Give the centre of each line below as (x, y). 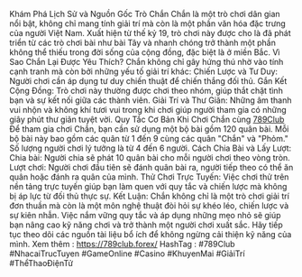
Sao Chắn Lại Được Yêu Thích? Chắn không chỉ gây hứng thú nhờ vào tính (146, 62)
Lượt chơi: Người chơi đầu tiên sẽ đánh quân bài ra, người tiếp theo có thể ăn (151, 167)
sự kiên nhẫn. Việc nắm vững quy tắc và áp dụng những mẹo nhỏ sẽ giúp (145, 215)
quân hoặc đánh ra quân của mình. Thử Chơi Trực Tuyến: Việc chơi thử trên (149, 177)
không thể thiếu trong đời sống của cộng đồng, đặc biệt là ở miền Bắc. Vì (145, 52)
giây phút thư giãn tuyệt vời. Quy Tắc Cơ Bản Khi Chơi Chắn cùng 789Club (147, 119)
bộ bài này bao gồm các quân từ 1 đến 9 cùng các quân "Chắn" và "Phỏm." (149, 138)
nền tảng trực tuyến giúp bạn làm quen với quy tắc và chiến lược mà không (148, 186)
